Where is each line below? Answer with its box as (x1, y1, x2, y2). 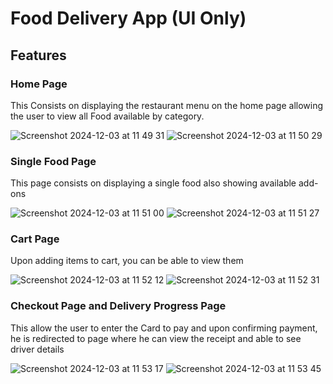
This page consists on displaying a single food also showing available (10, 177, 297, 189)
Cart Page (10, 232, 60, 246)
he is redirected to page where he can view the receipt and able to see (10, 332, 302, 344)
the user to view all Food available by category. (10, 110, 205, 122)
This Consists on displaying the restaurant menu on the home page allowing (10, 99, 324, 111)
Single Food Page (10, 154, 97, 168)
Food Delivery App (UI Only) (10, 7, 247, 30)
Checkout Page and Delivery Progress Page (10, 299, 227, 313)
